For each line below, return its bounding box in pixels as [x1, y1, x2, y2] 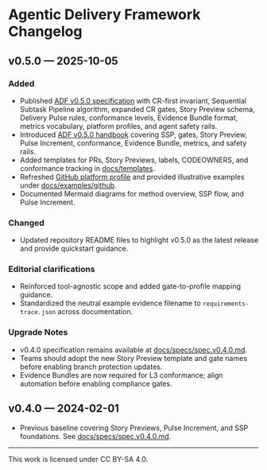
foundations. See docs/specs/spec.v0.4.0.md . [19, 431, 172, 441]
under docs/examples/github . [19, 181, 117, 190]
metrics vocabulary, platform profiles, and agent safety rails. [19, 121, 218, 130]
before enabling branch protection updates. [19, 362, 163, 371]
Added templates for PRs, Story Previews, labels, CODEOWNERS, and [19, 155, 249, 165]
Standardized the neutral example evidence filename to [19, 298, 201, 308]
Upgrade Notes [8, 327, 68, 338]
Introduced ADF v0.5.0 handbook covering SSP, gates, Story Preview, [19, 130, 248, 139]
